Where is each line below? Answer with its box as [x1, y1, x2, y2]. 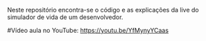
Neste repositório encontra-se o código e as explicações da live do [7, 6, 199, 14]
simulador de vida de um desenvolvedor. [7, 13, 123, 21]
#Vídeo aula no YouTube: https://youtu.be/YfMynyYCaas [7, 27, 169, 34]
